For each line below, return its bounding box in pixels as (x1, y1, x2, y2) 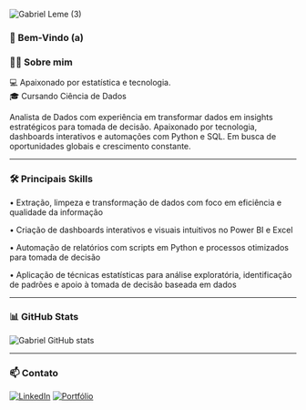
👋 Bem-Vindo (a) (9, 31, 84, 44)
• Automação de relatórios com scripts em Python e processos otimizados (9, 241, 290, 252)
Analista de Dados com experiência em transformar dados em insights (9, 112, 273, 123)
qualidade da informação (9, 206, 103, 218)
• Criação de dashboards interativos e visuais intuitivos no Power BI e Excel (9, 224, 293, 235)
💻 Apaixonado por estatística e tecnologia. (9, 77, 171, 88)
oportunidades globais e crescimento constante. (9, 141, 191, 152)
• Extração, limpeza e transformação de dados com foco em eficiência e (9, 197, 282, 208)
